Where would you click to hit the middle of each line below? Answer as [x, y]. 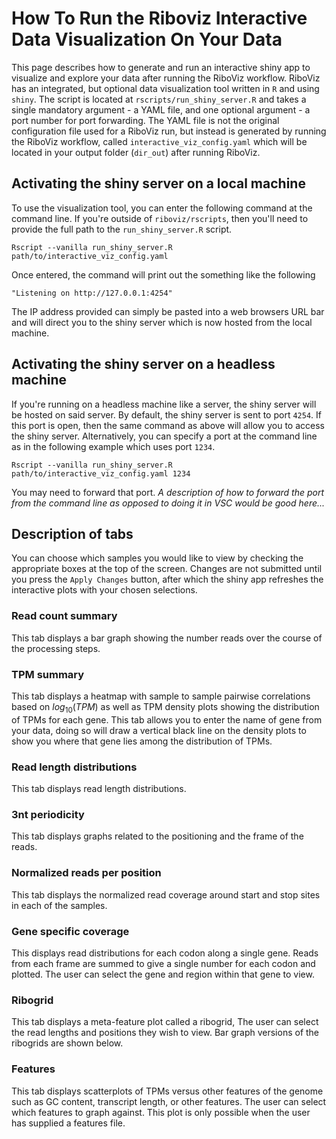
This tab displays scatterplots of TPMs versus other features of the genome [167, 1091]
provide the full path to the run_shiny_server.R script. [122, 229]
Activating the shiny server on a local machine [158, 183]
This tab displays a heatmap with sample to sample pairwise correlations [161, 696]
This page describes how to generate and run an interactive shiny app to [161, 67]
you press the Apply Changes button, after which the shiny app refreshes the [167, 579]
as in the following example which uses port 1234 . [113, 446]
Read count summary [64, 616]
